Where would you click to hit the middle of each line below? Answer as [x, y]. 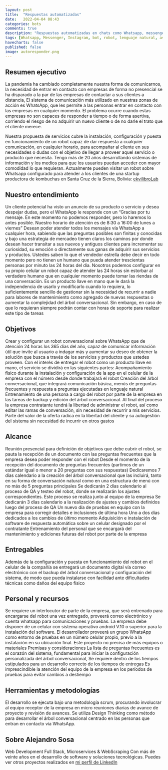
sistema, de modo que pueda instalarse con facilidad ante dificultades [77, 578]
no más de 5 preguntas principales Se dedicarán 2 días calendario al [76, 486]
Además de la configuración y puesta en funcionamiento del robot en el [79, 562]
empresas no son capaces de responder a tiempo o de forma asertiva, [78, 116]
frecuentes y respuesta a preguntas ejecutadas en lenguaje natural [74, 389]
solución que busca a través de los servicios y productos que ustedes [77, 357]
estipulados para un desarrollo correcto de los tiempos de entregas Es [77, 664]
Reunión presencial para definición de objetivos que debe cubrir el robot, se [83, 448]
